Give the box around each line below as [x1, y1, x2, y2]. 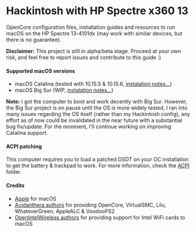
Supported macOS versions [6, 67, 75, 74]
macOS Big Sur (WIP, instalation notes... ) [14, 87, 114, 94]
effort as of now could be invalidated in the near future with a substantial [6, 117, 182, 124]
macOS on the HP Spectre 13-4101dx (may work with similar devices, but [6, 29, 182, 37]
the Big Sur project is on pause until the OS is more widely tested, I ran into [6, 104, 188, 111]
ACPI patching [6, 142, 42, 150]
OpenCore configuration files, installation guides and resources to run [6, 24, 175, 31]
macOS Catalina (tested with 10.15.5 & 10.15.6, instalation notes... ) [14, 81, 172, 88]
